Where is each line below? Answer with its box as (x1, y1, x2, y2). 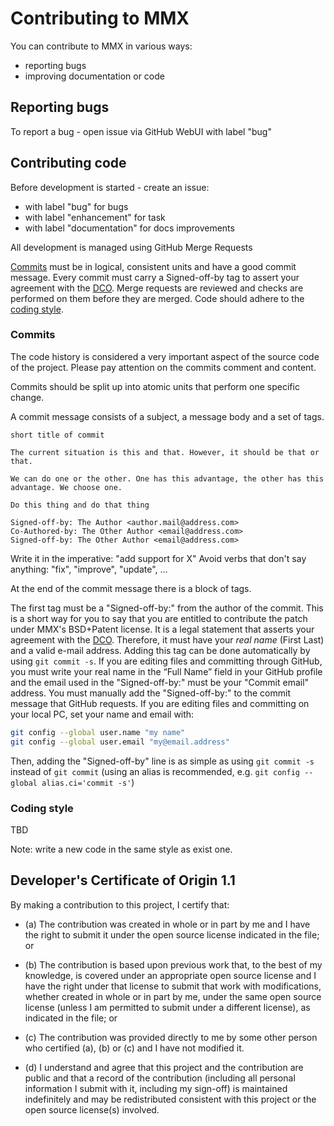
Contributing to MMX (10, 7, 190, 30)
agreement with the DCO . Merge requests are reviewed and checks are (10, 282, 304, 294)
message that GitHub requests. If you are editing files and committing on (10, 697, 310, 709)
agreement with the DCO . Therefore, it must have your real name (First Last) (10, 633, 325, 646)
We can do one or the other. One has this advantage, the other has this (10, 473, 325, 484)
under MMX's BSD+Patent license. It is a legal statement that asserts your (10, 623, 315, 635)
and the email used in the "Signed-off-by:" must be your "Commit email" (10, 676, 310, 688)
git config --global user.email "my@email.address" (10, 737, 230, 747)
